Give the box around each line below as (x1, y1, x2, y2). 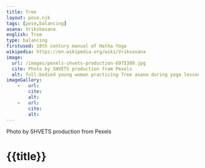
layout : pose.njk (6, 15, 51, 21)
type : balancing (6, 37, 48, 43)
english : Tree (6, 32, 43, 38)
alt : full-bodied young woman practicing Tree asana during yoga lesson (12, 71, 201, 78)
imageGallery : (6, 77, 43, 83)
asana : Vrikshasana (6, 26, 56, 32)
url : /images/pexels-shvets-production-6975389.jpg (12, 60, 146, 66)
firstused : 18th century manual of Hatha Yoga (6, 43, 127, 49)
